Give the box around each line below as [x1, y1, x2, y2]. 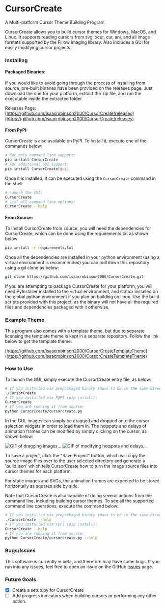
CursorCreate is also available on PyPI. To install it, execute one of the [5, 138, 147, 144]
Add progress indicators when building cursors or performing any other [12, 592, 157, 599]
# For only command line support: [5, 153, 76, 158]
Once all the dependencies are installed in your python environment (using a [5, 254, 160, 260]
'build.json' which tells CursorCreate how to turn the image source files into [5, 463, 158, 469]
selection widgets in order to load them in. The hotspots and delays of [5, 423, 147, 429]
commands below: [5, 143, 43, 149]
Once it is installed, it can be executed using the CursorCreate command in [5, 175, 156, 181]
